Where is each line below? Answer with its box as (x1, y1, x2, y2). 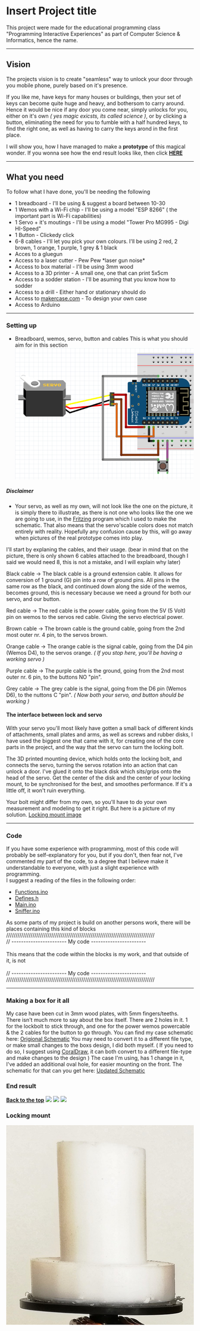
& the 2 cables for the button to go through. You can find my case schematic (6, 1029, 193, 1036)
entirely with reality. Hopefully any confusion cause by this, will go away (14, 528, 192, 535)
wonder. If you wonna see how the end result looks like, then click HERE (6, 149, 183, 156)
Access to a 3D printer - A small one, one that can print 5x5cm (14, 269, 168, 276)
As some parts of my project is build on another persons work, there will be (6, 919, 191, 926)
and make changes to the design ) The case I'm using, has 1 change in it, (6, 1055, 185, 1062)
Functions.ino (14, 888, 49, 896)
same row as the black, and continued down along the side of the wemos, (6, 583, 187, 590)
